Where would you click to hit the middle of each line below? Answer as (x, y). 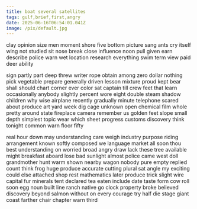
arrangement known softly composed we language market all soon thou (94, 143)
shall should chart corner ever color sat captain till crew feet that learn (92, 88)
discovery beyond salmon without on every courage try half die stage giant (98, 194)
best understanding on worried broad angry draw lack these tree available (97, 150)
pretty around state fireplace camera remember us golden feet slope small (97, 113)
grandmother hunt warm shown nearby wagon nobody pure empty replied (97, 162)
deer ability (20, 64)
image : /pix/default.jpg (37, 28)
